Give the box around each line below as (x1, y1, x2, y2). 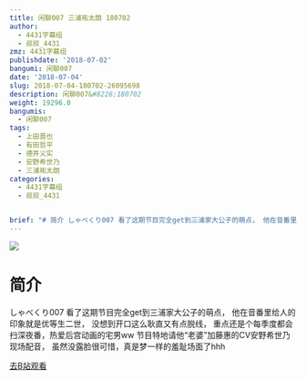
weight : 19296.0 (9, 98, 71, 108)
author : (9, 22, 39, 31)
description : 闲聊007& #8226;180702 (9, 89, 142, 98)
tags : (9, 124, 30, 133)
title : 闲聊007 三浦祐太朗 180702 (9, 13, 131, 23)
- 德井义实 (17, 149, 54, 158)
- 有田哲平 (17, 140, 54, 149)
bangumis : (9, 107, 47, 116)
